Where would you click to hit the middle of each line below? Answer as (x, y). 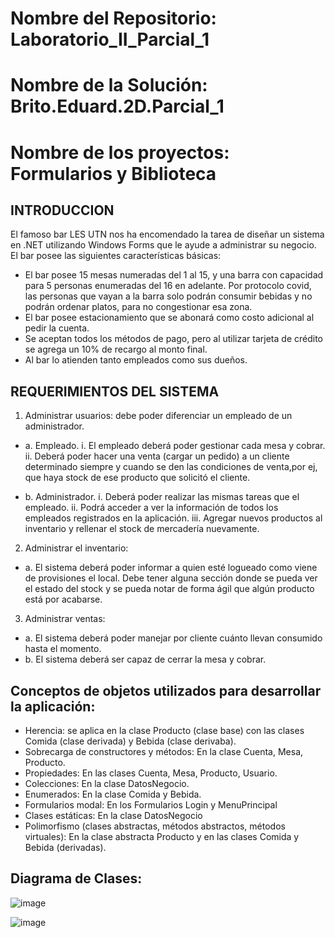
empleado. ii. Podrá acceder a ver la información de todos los (151, 508)
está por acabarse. (63, 599)
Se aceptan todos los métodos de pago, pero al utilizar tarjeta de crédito (173, 339)
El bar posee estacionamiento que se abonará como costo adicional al (169, 318)
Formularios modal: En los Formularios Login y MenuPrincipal (151, 805)
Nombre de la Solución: (109, 85)
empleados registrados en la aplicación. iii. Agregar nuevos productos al (173, 518)
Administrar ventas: (65, 619)
